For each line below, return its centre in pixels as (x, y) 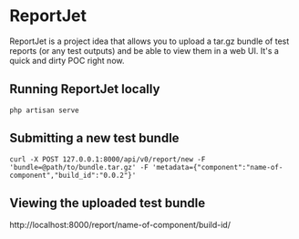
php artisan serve (44, 110)
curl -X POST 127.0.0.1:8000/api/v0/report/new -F (108, 159)
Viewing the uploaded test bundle (108, 203)
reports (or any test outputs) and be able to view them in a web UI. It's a (144, 50)
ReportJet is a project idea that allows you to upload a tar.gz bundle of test (149, 41)
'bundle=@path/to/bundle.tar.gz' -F (79, 167)
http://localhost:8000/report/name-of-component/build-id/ (120, 225)
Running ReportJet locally (85, 89)
